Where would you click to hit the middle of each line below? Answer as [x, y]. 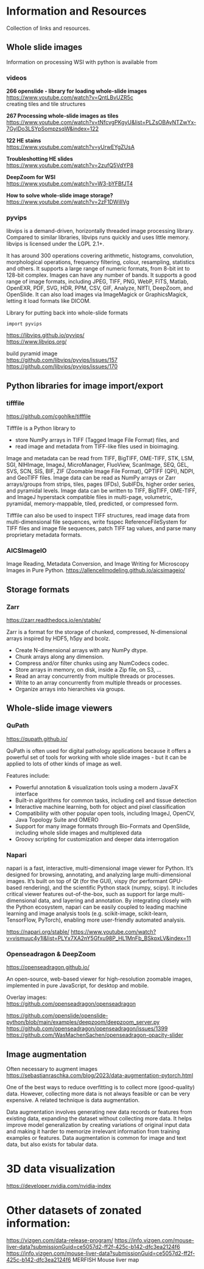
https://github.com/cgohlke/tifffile [49, 416]
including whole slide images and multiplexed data [78, 833]
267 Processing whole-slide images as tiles [62, 116]
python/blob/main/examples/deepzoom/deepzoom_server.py [83, 1022]
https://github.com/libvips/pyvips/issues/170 [62, 366]
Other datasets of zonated [74, 1210]
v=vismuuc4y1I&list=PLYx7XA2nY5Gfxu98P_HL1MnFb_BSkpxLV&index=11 [99, 938]
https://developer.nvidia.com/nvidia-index [59, 1186]
